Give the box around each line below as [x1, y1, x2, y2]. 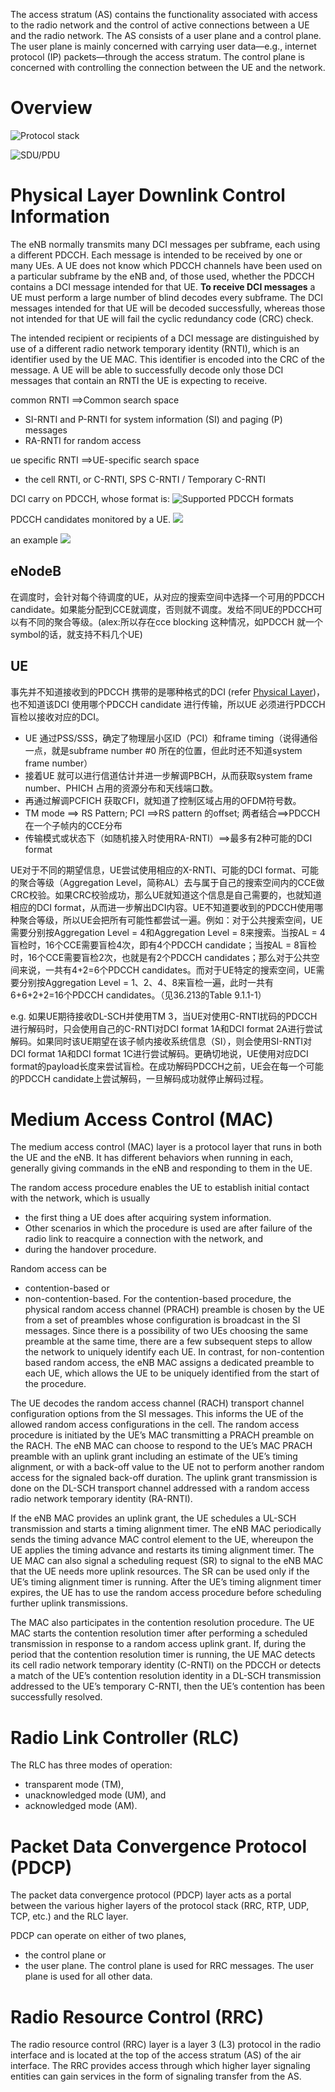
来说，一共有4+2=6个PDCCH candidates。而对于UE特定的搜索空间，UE [18, 964, 317, 976]
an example [10, 534, 58, 546]
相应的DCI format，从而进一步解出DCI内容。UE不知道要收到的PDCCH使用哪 [10, 901, 324, 913]
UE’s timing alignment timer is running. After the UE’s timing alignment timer [10, 1576, 322, 1588]
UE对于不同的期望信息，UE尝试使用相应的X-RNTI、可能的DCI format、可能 [10, 864, 319, 876]
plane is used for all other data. [24, 1970, 153, 1983]
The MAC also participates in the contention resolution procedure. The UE [10, 1617, 315, 1629]
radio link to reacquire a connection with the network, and [24, 1233, 263, 1245]
